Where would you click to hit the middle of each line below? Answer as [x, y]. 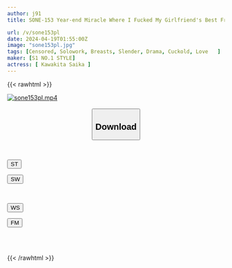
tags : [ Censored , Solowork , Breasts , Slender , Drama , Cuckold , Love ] [114, 52]
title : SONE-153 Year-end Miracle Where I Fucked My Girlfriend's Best [112, 20]
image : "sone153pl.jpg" [41, 46]
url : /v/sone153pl [33, 32]
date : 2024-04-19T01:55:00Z [48, 39]
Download [116, 127]
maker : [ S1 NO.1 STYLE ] [41, 58]
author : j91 [24, 13]
